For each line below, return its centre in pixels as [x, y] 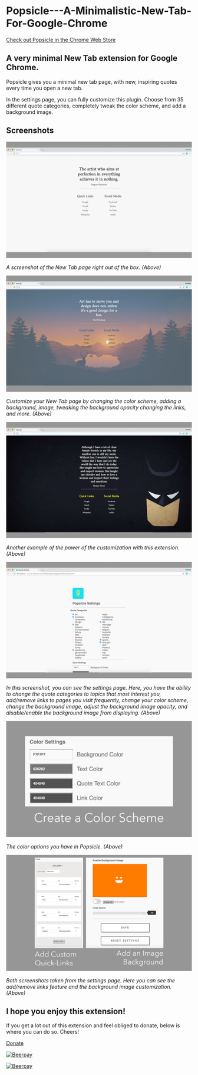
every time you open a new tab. [44, 88]
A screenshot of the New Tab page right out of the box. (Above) [84, 267]
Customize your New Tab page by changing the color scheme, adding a [94, 401]
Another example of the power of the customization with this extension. [93, 548]
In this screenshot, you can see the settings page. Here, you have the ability [99, 687]
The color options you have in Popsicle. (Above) [65, 846]
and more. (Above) [29, 414]
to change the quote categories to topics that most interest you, [84, 694]
